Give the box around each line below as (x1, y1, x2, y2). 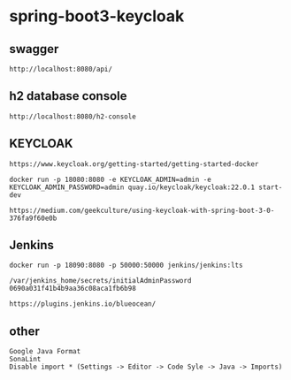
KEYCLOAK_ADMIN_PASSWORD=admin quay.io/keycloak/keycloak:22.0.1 (9, 183, 255, 192)
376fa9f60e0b (9, 214, 57, 223)
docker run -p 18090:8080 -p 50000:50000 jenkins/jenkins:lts (9, 261, 243, 270)
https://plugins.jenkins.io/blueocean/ (9, 300, 157, 308)
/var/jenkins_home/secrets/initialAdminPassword (9, 277, 192, 285)
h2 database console (9, 88, 127, 103)
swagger (9, 42, 59, 57)
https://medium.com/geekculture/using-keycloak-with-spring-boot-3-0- (9, 206, 275, 215)
